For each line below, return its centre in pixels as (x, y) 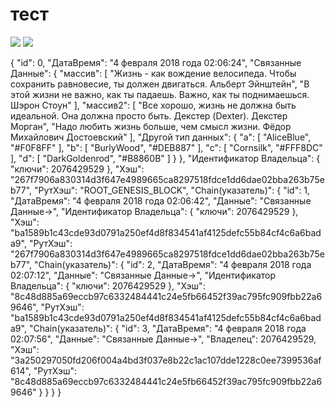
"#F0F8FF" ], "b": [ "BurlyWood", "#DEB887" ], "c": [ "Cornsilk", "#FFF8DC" (166, 147)
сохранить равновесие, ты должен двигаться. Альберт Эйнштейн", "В (160, 84)
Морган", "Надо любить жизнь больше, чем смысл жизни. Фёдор (151, 126)
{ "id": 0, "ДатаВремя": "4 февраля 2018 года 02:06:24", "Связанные (156, 62)
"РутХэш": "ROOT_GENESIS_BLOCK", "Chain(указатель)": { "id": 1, (172, 190)
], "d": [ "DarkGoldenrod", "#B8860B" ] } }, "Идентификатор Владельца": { (165, 158)
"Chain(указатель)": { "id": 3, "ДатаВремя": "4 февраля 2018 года (167, 328)
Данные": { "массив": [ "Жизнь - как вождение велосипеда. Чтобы (153, 73)
